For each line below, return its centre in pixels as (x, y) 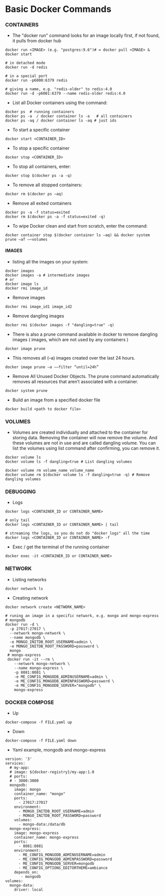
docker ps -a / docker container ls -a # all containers (69, 116)
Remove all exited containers (42, 203)
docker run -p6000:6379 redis (37, 81)
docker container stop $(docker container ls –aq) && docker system (78, 235)
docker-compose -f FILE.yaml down (41, 741)
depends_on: (26, 872)
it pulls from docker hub (37, 41)
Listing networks (29, 579)
